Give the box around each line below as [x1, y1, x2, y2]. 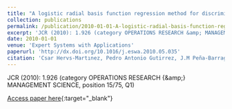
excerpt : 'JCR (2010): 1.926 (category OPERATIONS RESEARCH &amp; [7, 29, 202, 36]
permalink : [7, 23, 39, 29]
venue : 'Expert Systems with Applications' [7, 42, 135, 49]
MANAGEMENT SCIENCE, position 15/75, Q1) [7, 80, 135, 89]
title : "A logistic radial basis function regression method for [7, 10, 199, 17]
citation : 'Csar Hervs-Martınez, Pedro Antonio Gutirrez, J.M [7, 55, 190, 62]
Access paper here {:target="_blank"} [7, 94, 113, 102]
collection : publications [7, 16, 81, 23]
